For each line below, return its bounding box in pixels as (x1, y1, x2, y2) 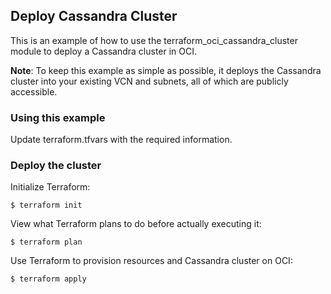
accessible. (10, 85, 58, 98)
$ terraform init (10, 200, 83, 211)
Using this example (10, 110, 106, 124)
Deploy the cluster (10, 159, 102, 173)
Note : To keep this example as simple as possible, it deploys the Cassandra (10, 64, 322, 76)
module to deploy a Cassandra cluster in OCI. (10, 45, 198, 57)
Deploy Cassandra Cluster (10, 8, 178, 25)
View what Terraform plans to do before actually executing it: (10, 218, 262, 230)
